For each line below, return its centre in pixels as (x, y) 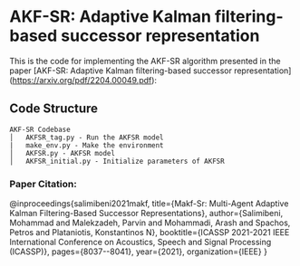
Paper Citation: (43, 184)
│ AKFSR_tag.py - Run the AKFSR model (87, 138)
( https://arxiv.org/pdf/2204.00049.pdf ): (83, 80)
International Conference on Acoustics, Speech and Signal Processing (140, 242)
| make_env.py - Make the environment (87, 145)
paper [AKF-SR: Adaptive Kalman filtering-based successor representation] (150, 71)
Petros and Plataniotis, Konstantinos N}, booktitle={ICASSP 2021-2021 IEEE (150, 233)
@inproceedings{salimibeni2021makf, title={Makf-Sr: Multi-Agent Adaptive (149, 204)
